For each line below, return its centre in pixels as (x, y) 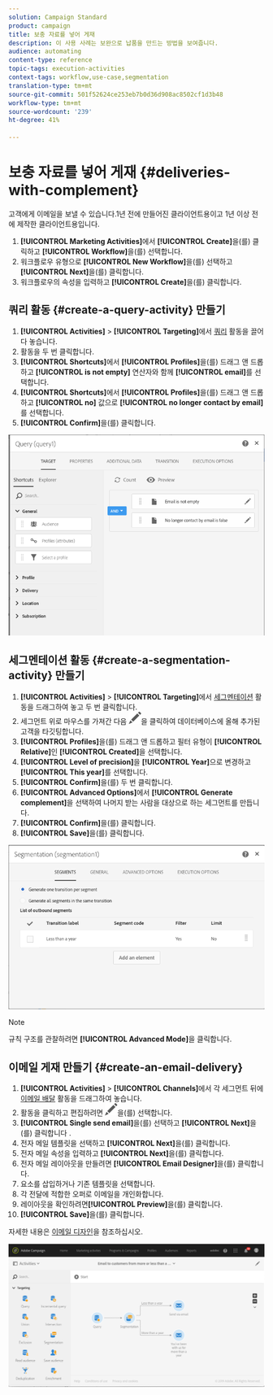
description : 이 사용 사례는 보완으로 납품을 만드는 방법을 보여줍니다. (113, 43)
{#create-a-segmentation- (161, 660)
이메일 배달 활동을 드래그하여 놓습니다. (81, 1099)
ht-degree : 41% (34, 120)
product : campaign (39, 26)
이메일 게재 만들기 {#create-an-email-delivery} (126, 1067)
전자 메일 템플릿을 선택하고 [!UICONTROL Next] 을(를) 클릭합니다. (125, 1144)
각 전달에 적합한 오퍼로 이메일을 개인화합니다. (92, 1194)
